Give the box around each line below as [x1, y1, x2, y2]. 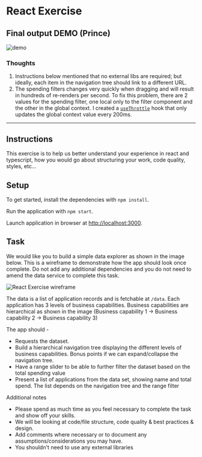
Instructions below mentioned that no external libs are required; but [14, 73, 182, 80]
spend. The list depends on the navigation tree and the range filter [14, 382, 179, 389]
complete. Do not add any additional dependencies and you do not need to [6, 265, 192, 273]
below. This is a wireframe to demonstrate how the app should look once [6, 259, 186, 266]
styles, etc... [6, 163, 37, 170]
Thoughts [6, 59, 35, 67]
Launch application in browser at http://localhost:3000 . [6, 219, 142, 226]
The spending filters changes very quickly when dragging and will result [14, 85, 194, 92]
